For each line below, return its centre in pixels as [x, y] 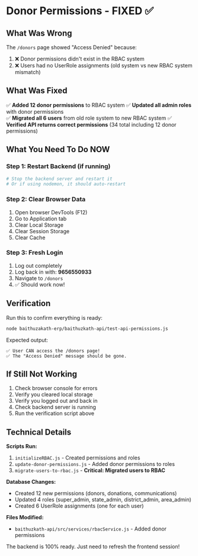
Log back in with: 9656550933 [53, 272]
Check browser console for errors [56, 388]
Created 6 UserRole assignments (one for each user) [79, 506]
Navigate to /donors [39, 278]
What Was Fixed [37, 91]
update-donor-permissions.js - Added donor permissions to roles [95, 464]
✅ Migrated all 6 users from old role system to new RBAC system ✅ [89, 118]
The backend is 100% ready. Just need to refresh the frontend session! [93, 547]
